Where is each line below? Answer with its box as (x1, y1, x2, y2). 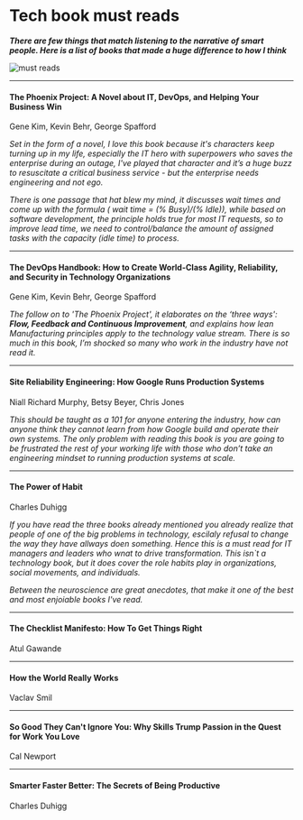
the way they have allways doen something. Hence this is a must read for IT (9, 538, 293, 548)
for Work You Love (9, 731, 80, 742)
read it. (9, 347, 36, 358)
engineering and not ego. (9, 177, 104, 188)
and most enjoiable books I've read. (9, 594, 143, 604)
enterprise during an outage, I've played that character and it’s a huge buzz (9, 158, 292, 169)
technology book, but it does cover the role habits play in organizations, (9, 557, 277, 568)
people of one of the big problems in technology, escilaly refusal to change (9, 529, 289, 539)
